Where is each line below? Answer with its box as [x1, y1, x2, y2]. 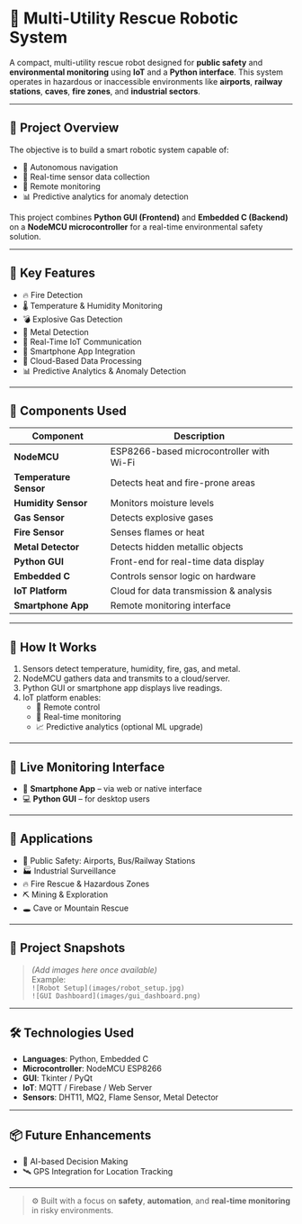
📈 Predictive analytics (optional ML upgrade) [35, 721, 204, 732]
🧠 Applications [9, 831, 93, 847]
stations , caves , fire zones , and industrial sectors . [9, 86, 200, 96]
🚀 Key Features [9, 266, 96, 281]
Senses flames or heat [110, 526, 205, 539]
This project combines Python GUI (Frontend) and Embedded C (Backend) [9, 212, 289, 222]
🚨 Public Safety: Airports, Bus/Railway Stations [22, 855, 196, 866]
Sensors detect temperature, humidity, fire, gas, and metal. [22, 664, 241, 675]
